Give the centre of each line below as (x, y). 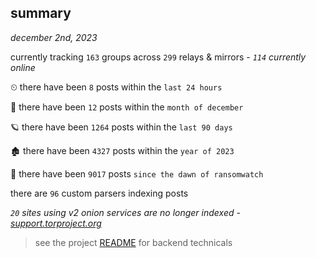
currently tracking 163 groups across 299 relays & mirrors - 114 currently (158, 57)
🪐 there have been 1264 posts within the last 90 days (121, 127)
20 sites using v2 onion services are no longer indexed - (125, 212)
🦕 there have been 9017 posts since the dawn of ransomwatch (137, 173)
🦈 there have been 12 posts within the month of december (127, 107)
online (23, 67)
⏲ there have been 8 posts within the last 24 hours (116, 87)
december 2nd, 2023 (54, 37)
